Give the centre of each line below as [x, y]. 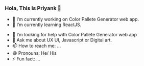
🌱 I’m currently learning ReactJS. [47, 25]
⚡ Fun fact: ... [26, 59]
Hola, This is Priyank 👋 [33, 8]
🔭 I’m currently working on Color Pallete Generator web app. [75, 19]
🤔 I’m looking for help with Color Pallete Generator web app [75, 35]
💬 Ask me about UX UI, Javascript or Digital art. [62, 40]
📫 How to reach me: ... [37, 46]
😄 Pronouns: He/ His [34, 53]
